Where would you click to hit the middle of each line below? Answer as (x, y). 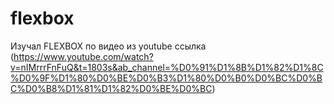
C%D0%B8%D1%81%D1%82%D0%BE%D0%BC (111, 88)
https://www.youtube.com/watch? (83, 56)
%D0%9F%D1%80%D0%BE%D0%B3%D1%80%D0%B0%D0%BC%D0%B (166, 78)
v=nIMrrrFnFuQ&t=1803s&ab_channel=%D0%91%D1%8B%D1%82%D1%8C (167, 67)
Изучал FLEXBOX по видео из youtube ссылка (108, 46)
